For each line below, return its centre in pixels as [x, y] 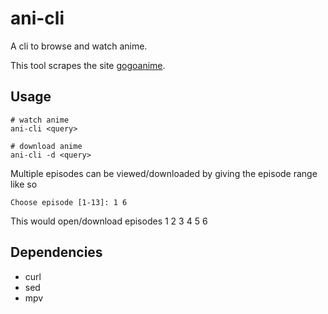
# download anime [46, 146]
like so [24, 184]
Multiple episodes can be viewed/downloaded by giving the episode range [164, 173]
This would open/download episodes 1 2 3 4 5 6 [109, 221]
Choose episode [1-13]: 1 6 [69, 202]
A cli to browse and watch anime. [79, 46]
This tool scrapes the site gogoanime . [88, 65]
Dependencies [56, 252]
